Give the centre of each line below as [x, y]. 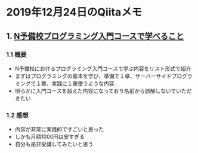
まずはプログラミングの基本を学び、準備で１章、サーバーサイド [93, 76]
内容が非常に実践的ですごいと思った [59, 129]
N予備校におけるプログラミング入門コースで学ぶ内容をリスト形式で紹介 [103, 68]
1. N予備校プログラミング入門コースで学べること [95, 36]
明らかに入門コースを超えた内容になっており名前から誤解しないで [95, 90]
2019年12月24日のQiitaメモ [74, 12]
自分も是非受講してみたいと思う [54, 144]
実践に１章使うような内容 [83, 83]
